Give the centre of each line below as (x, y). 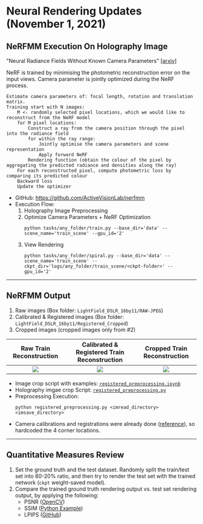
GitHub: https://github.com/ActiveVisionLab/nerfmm (80, 198)
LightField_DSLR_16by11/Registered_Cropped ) (72, 323)
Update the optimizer (44, 186)
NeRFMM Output (38, 296)
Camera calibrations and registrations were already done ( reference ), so (105, 424)
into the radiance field (37, 134)
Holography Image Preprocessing (66, 211)
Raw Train (35, 348)
